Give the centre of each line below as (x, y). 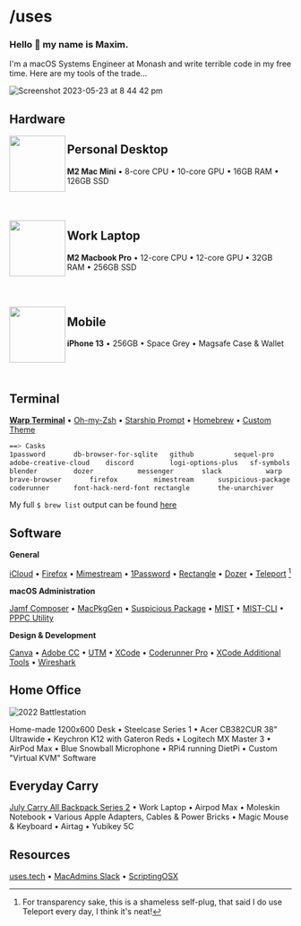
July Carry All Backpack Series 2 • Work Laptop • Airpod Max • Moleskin (145, 808)
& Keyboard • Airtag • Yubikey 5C (72, 826)
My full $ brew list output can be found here (93, 505)
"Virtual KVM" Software (53, 757)
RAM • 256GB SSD (102, 267)
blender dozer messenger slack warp (146, 471)
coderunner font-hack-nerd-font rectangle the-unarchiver (142, 488)
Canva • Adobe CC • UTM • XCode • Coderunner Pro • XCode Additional (145, 653)
